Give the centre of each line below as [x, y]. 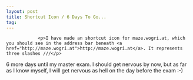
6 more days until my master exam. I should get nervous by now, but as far [96, 64]
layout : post [22, 11]
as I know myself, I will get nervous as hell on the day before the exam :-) [95, 71]
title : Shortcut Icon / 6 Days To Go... [56, 17]
